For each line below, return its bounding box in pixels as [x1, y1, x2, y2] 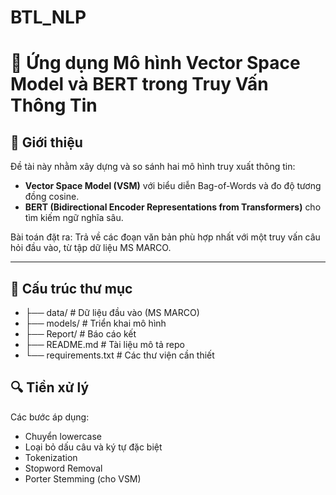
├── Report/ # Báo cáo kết [24, 328, 137, 340]
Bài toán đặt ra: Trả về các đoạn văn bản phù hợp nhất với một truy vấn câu [10, 231, 321, 243]
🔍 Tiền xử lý [10, 379, 90, 396]
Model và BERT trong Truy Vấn [10, 73, 269, 96]
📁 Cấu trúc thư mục [10, 280, 133, 297]
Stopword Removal [24, 462, 103, 474]
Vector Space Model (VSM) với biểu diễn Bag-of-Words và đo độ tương [24, 180, 322, 192]
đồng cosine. [24, 191, 80, 203]
